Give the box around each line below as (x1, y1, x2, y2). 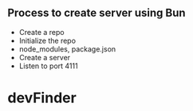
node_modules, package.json (18, 44, 116, 54)
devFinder (7, 89, 77, 106)
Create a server (18, 52, 71, 62)
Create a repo (18, 27, 65, 36)
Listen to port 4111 (18, 61, 78, 71)
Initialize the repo (18, 36, 77, 45)
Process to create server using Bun (7, 6, 186, 20)
